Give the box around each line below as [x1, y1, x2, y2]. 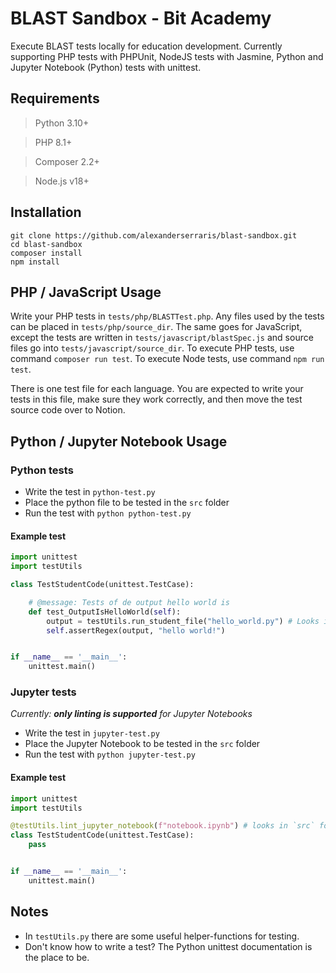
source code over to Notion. [10, 404, 126, 416]
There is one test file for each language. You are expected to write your [10, 383, 304, 395]
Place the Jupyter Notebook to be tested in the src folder [24, 738, 261, 750]
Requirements [10, 90, 100, 107]
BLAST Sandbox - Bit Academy [10, 7, 272, 30]
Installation [10, 204, 82, 221]
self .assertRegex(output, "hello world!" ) [46, 625, 226, 636]
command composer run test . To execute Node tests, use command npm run [10, 353, 325, 365]
